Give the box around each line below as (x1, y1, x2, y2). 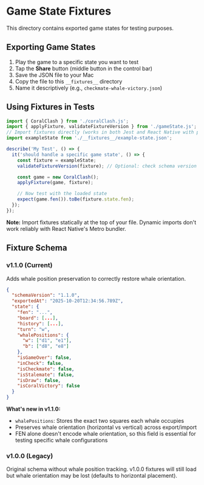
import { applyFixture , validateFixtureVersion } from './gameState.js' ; (6, 124, 197, 130)
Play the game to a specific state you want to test (15, 58, 139, 65)
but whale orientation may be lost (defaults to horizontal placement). (6, 472, 178, 480)
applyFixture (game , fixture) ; (17, 180, 94, 186)
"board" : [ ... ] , (17, 315, 59, 321)
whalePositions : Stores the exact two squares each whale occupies (15, 417, 184, 424)
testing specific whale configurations (15, 437, 108, 444)
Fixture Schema (6, 242, 67, 253)
